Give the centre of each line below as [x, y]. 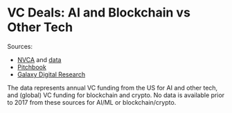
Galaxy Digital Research [51, 74]
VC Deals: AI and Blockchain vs [99, 13]
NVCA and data [39, 59]
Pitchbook [32, 67]
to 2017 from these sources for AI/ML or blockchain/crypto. [92, 102]
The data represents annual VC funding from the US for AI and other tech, [113, 88]
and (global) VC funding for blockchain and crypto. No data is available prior [116, 95]
